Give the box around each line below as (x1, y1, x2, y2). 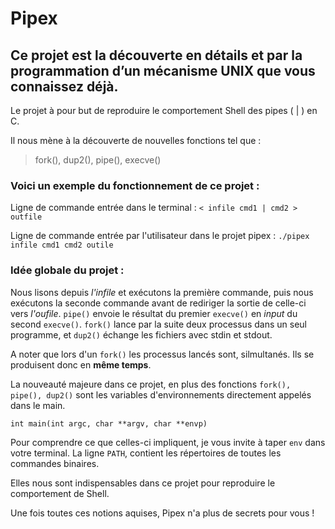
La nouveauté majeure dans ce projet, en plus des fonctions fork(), (10, 378, 292, 390)
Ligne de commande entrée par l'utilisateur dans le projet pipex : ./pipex (10, 230, 310, 242)
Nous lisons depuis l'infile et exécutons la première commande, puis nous (10, 286, 314, 298)
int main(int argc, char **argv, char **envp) (10, 418, 208, 429)
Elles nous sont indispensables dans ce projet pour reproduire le (10, 477, 276, 489)
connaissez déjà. (10, 78, 119, 95)
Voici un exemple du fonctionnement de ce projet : (10, 178, 260, 192)
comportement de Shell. (10, 487, 110, 499)
